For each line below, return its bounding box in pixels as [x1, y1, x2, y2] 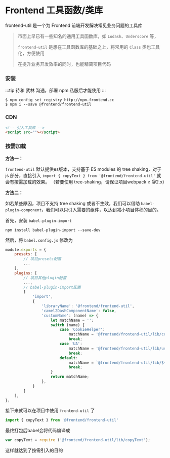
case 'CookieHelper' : [59, 327, 105, 332]
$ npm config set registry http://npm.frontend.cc [5, 97, 114, 103]
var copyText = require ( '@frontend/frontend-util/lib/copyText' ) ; [5, 438, 151, 443]
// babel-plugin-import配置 [23, 285, 81, 290]
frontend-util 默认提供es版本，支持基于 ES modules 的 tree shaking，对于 [5, 166, 162, 172]
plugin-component [5, 207, 42, 213]
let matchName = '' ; [50, 318, 94, 323]
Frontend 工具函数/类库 [5, 5, 103, 16]
